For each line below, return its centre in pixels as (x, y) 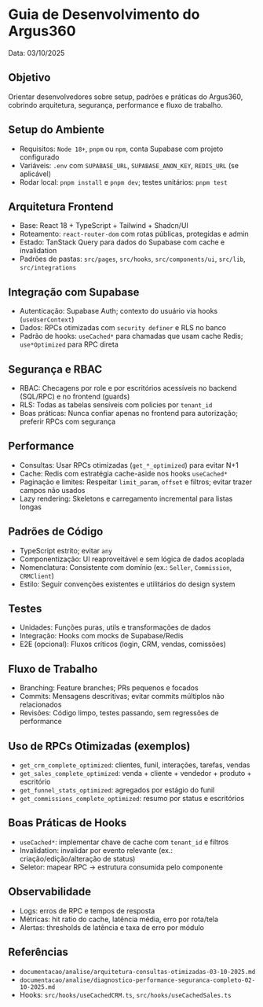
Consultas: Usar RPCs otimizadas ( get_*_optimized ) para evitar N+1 (129, 465)
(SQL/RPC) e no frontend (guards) (75, 396)
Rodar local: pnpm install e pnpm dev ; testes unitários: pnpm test (123, 182)
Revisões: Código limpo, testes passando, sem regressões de (119, 713)
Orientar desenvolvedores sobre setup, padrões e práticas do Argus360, (126, 97)
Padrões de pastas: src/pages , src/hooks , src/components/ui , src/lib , (132, 259)
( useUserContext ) (47, 319)
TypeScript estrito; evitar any (66, 550)
